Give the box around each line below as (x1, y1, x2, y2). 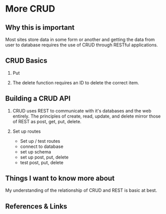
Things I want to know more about (5, 174, 115, 183)
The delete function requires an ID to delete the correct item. (12, 79, 139, 86)
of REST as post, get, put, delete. (12, 118, 82, 124)
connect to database (20, 143, 64, 149)
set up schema (20, 148, 52, 154)
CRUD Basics (5, 57, 48, 65)
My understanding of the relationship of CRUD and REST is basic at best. (5, 187, 157, 193)
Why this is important (5, 23, 75, 32)
